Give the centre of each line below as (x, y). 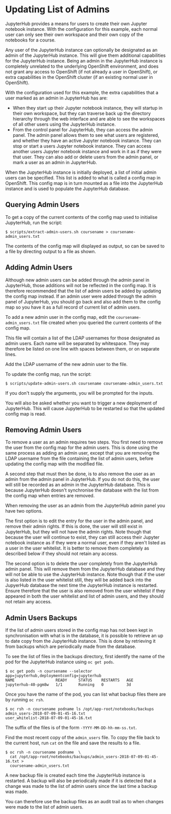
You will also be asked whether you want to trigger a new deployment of (81, 403)
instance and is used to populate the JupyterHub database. (68, 189)
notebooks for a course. (31, 40)
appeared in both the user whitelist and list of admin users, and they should (84, 596)
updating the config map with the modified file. (55, 464)
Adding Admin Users (39, 268)
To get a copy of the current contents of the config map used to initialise (81, 217)
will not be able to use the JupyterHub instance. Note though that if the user (85, 575)
